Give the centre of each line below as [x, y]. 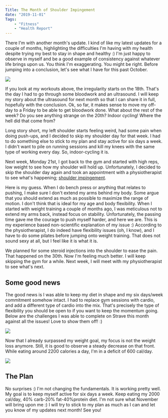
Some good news [33, 282]
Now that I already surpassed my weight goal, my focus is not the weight [80, 341]
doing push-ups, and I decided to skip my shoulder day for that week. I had [83, 136]
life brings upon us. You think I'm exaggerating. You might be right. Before [81, 64]
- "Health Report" [33, 29]
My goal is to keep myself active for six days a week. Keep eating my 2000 [82, 394]
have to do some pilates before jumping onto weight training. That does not [83, 236]
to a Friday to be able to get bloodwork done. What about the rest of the [88, 110]
